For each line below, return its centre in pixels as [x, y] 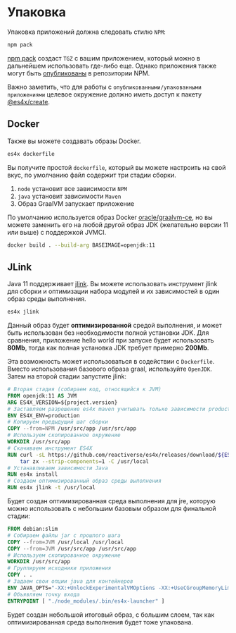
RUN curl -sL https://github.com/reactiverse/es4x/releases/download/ [113, 455]
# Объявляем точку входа [44, 594]
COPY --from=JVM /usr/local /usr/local [66, 542]
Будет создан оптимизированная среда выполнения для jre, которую [111, 501]
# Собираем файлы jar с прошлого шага [64, 535]
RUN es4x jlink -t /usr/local [52, 488]
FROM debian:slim [33, 529]
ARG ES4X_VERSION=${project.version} [63, 402]
